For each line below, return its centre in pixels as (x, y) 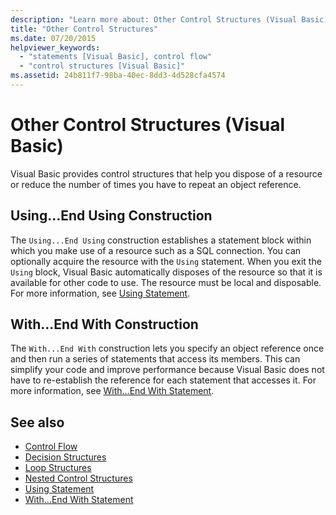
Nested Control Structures (78, 478)
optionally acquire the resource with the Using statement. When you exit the (166, 261)
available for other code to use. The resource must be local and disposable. (166, 282)
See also (37, 422)
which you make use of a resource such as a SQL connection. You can (156, 250)
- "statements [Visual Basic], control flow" (116, 57)
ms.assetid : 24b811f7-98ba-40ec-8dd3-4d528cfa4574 (118, 76)
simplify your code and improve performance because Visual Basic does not (167, 370)
